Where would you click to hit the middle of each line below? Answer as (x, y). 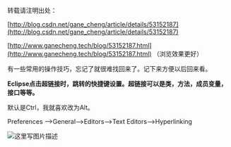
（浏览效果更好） (178, 54)
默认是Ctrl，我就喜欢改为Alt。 (51, 107)
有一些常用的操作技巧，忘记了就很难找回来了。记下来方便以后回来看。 (109, 69)
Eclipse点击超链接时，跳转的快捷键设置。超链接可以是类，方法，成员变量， (117, 84)
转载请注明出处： (32, 10)
